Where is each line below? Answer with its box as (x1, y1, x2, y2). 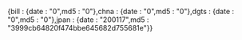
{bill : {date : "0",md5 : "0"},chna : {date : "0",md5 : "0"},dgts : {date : (7, 7, 235, 16)
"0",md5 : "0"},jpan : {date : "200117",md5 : (7, 15, 149, 24)
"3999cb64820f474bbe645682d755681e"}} (7, 24, 153, 32)
